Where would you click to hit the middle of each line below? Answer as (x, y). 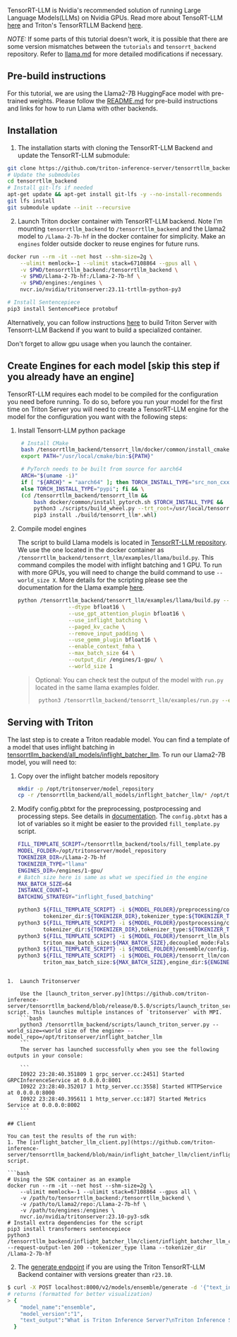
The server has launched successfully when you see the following (120, 1050)
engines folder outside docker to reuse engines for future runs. (108, 243)
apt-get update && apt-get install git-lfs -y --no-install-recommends (115, 195)
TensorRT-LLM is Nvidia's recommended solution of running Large (104, 10)
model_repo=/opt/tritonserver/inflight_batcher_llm (85, 1037)
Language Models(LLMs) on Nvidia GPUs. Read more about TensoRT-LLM (115, 18)
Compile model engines (52, 529)
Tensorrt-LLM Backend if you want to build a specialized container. (105, 330)
